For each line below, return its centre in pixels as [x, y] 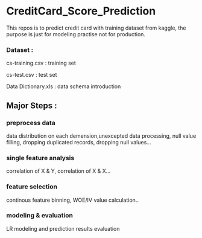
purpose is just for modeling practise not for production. [76, 34]
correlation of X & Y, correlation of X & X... [58, 171]
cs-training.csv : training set [41, 63]
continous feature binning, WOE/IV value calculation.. [72, 200]
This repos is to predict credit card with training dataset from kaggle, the [96, 28]
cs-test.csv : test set [32, 75]
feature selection [32, 187]
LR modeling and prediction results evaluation [63, 228]
